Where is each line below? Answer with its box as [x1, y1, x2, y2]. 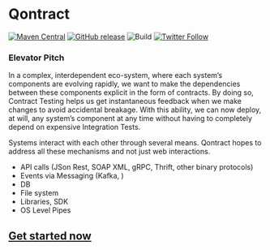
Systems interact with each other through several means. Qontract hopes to [8, 138, 262, 148]
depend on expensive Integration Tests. [8, 123, 141, 132]
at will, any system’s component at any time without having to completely [8, 114, 253, 123]
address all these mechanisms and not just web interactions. [8, 147, 211, 157]
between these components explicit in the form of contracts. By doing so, [8, 88, 254, 97]
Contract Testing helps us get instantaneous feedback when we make [8, 97, 242, 106]
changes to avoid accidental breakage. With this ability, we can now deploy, [8, 105, 262, 114]
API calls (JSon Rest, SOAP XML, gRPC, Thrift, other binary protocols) [19, 162, 254, 172]
